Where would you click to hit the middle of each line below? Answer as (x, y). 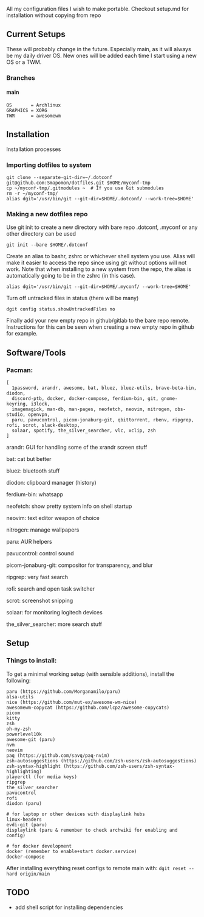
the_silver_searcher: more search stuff (54, 624)
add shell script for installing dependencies (69, 907)
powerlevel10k (24, 734)
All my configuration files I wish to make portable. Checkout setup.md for (98, 9)
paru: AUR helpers (29, 542)
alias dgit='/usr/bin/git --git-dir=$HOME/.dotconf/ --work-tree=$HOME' (100, 199)
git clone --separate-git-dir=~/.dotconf (59, 178)
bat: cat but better (29, 459)
